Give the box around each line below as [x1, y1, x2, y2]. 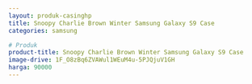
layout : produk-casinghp [8, 11, 92, 20]
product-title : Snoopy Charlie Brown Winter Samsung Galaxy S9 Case [8, 49, 244, 57]
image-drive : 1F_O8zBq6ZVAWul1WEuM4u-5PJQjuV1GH [8, 56, 175, 64]
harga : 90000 [8, 63, 52, 72]
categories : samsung [8, 26, 78, 34]
